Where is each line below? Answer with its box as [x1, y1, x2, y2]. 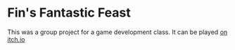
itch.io [7, 35, 25, 43]
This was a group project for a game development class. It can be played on [7, 28, 228, 36]
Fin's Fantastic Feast [7, 5, 132, 21]
